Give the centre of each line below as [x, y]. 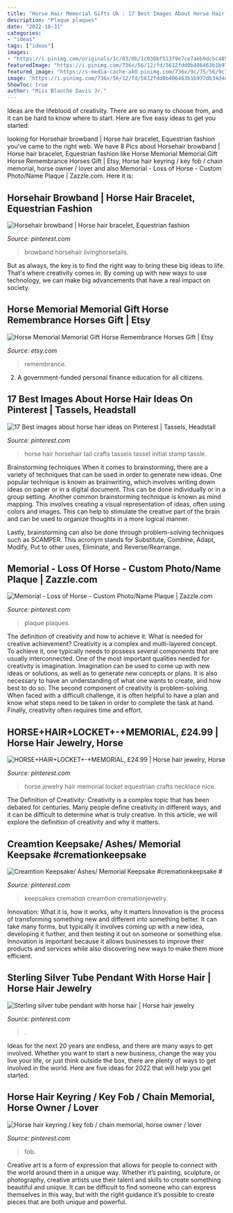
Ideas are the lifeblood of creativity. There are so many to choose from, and [115, 111]
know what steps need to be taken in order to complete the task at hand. [111, 703]
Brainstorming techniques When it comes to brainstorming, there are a [107, 467]
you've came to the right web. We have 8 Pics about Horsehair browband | [114, 146]
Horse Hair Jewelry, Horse [65, 743]
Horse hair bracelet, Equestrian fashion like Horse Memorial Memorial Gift [112, 154]
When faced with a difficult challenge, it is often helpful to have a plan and [113, 695]
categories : [24, 33]
